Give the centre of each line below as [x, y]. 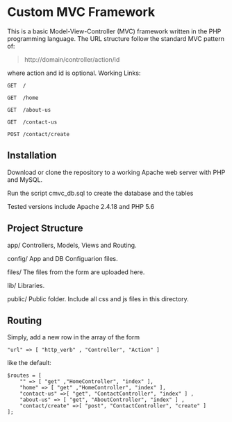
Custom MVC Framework [81, 12]
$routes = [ [24, 375]
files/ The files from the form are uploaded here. [76, 272]
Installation [32, 156]
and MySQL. [25, 179]
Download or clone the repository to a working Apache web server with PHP [116, 172]
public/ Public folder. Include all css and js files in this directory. [98, 298]
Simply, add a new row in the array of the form [74, 337]
